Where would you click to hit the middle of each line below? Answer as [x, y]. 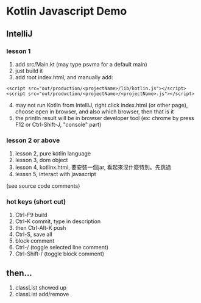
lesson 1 [19, 51]
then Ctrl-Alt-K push [41, 228]
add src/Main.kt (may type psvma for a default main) [81, 64]
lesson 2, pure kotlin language [53, 154]
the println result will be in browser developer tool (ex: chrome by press [105, 118]
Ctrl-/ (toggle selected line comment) [62, 248]
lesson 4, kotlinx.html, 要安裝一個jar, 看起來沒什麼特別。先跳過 [93, 167]
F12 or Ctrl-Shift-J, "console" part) [58, 124]
